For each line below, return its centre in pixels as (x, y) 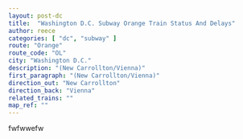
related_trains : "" (41, 98)
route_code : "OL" (37, 53)
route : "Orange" (35, 46)
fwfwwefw (26, 129)
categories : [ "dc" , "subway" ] (62, 38)
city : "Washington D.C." (50, 61)
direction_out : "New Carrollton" (64, 83)
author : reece (32, 31)
